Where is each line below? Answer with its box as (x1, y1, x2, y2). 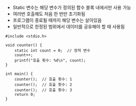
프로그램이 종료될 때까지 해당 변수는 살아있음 (12, 17, 102, 23)
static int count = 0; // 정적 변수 (14, 48, 90, 53)
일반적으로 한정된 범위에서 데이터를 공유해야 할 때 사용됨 (12, 23, 125, 30)
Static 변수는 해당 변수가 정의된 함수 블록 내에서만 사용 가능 (12, 5, 131, 10)
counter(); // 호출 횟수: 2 (14, 82, 73, 87)
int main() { (5, 71, 33, 76)
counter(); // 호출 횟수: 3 (14, 88, 73, 93)
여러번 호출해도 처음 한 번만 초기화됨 (12, 11, 85, 17)
